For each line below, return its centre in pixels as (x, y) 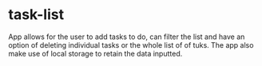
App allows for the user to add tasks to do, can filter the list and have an (127, 37)
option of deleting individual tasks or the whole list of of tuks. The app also (131, 45)
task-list (36, 15)
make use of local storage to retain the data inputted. (95, 53)
